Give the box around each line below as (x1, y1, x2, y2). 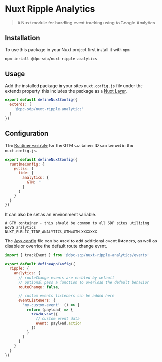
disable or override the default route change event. (5, 243, 107, 249)
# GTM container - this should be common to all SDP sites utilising (5, 221, 150, 226)
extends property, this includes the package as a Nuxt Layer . (5, 88, 127, 94)
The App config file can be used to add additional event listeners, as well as (5, 238, 157, 244)
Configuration (5, 129, 49, 138)
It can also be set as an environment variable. (5, 212, 97, 217)
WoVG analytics (5, 225, 36, 230)
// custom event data (36, 316, 80, 321)
